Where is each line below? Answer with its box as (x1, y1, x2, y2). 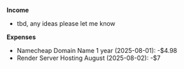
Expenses (6, 33, 36, 41)
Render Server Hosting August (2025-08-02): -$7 (16, 54, 161, 62)
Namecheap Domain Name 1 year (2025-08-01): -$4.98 (16, 47, 178, 54)
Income (6, 6, 29, 14)
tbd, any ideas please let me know (16, 20, 116, 27)
